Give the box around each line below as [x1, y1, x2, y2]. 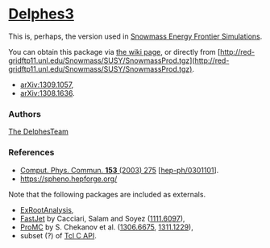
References [8, 147, 55, 158]
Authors [8, 108, 42, 119]
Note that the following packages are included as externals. [8, 189, 206, 199]
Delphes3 [8, 5, 75, 23]
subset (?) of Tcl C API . [19, 230, 97, 240]
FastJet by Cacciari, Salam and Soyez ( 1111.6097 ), [19, 213, 185, 223]
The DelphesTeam [8, 126, 69, 137]
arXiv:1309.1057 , [19, 80, 74, 89]
